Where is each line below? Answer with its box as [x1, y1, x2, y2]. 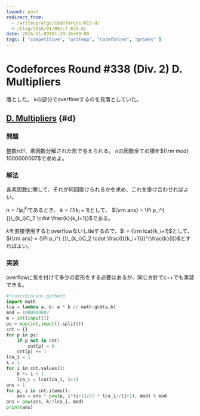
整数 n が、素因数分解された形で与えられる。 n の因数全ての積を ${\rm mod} [6, 147, 189, 154]
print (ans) [6, 405, 33, 411]
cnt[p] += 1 [17, 348, 47, 355]
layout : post [6, 8, 39, 15]
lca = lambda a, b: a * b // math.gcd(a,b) [6, 304, 116, 310]
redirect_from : [6, 14, 44, 20]
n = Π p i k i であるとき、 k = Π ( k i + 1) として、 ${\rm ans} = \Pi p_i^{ [6, 205, 165, 215]
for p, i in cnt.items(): [6, 387, 70, 394]
